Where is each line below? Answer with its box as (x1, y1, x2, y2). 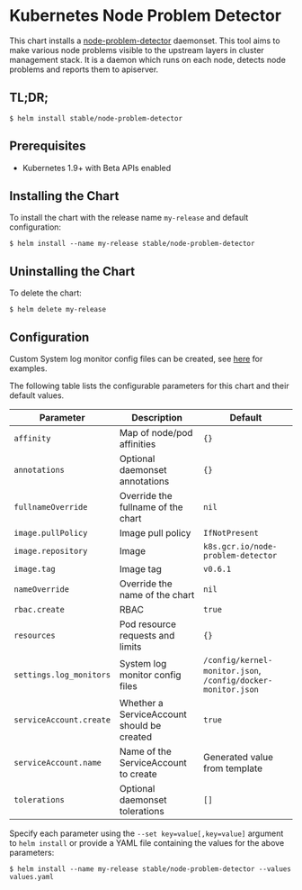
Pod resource (119, 618, 177, 631)
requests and (119, 630, 175, 641)
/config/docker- (203, 676, 273, 686)
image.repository (13, 546, 88, 556)
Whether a (119, 697, 164, 709)
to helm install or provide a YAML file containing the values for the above (9, 838, 285, 848)
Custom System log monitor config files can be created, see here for (9, 353, 263, 364)
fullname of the (119, 501, 183, 513)
